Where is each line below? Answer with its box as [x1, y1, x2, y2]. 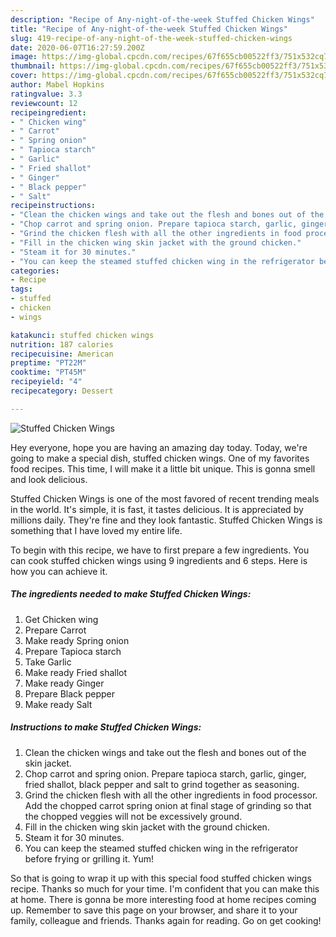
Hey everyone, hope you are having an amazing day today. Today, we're [10, 441, 308, 453]
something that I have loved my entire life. [10, 524, 183, 536]
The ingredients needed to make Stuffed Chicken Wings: [10, 588, 252, 600]
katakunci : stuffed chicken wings [10, 330, 155, 340]
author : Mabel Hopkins [10, 80, 105, 90]
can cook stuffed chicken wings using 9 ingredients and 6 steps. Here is [10, 554, 308, 566]
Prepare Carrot [24, 624, 87, 636]
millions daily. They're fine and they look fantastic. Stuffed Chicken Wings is [10, 514, 323, 526]
